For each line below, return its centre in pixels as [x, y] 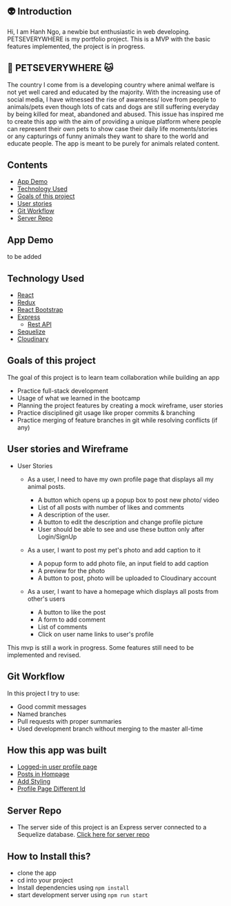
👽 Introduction [40, 11]
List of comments [62, 626]
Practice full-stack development [62, 391]
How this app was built [57, 750]
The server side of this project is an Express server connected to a [112, 827]
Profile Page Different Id [51, 789]
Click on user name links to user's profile [96, 634]
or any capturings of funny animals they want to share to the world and [108, 136]
